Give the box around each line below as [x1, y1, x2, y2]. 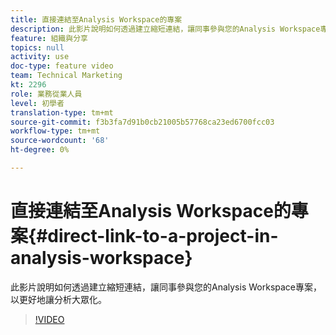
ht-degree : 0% [10, 145, 70, 155]
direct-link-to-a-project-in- [47, 225, 279, 248]
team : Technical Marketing [10, 71, 123, 81]
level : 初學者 [10, 98, 65, 108]
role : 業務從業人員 [10, 89, 83, 99]
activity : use [10, 52, 70, 62]
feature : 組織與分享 [10, 33, 88, 43]
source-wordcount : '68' [10, 136, 110, 146]
